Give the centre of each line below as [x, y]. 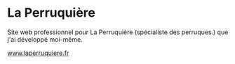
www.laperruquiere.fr [38, 53]
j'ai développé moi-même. [45, 39]
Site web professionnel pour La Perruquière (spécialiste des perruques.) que [118, 32]
